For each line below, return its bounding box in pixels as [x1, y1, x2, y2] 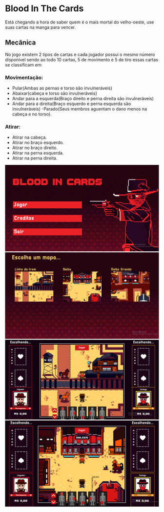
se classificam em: [5, 62, 43, 67]
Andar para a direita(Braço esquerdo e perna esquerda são [12, 101, 131, 107]
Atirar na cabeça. [12, 134, 47, 140]
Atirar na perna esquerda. [12, 150, 64, 156]
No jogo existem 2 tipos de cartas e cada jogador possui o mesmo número [5, 51, 155, 57]
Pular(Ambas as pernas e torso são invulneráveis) [12, 85, 112, 91]
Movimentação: [5, 74, 43, 81]
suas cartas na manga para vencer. [5, 24, 76, 30]
